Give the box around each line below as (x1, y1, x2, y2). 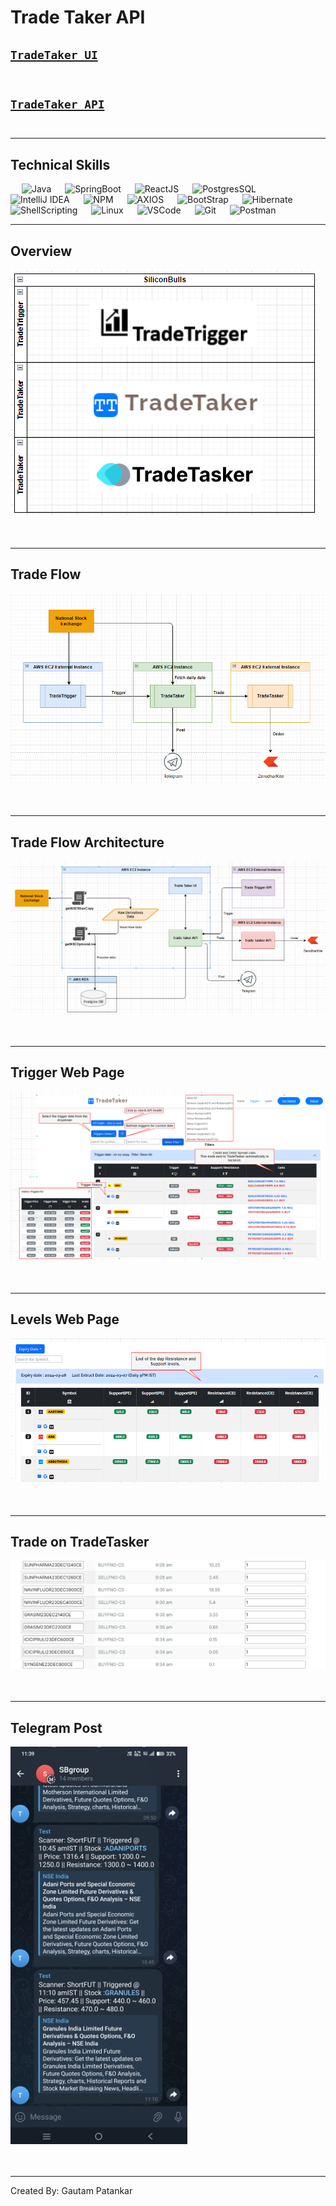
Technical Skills (10, 156, 111, 173)
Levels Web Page (10, 1311, 120, 1328)
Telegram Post (10, 1719, 103, 1736)
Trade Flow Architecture (10, 834, 165, 851)
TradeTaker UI (10, 47, 98, 62)
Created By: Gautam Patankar (10, 2185, 133, 2196)
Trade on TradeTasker (10, 1534, 150, 1551)
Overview (10, 242, 73, 260)
